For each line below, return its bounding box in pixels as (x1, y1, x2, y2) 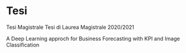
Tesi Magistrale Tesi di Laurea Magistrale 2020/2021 (6, 24, 135, 31)
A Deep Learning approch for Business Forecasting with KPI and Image (6, 35, 180, 42)
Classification (6, 41, 40, 48)
